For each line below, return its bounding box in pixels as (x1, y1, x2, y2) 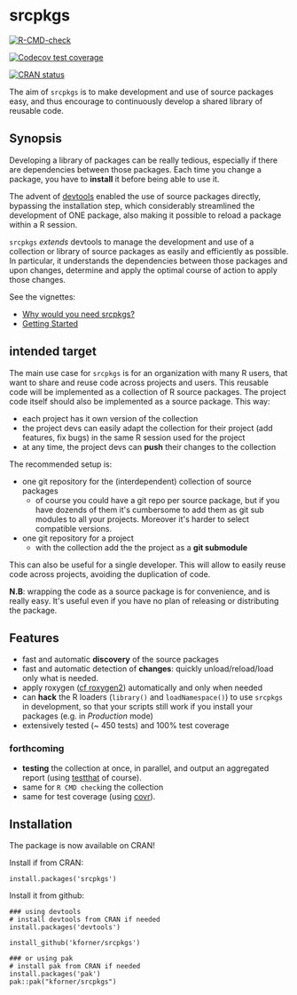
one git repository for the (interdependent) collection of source (21, 476, 252, 486)
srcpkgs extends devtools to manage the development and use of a (9, 237, 254, 247)
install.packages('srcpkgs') (9, 875, 117, 884)
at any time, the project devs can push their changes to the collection (21, 441, 277, 452)
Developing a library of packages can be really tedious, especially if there (9, 155, 277, 165)
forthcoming (9, 742, 65, 755)
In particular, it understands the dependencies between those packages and (9, 255, 288, 266)
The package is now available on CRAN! (9, 840, 155, 851)
